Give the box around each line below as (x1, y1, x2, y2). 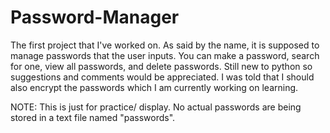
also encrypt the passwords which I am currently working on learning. (10, 81, 299, 93)
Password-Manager (10, 6, 180, 29)
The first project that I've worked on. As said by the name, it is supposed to (10, 39, 320, 51)
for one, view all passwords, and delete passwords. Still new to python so (10, 60, 313, 72)
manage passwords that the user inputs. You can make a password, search (10, 49, 320, 61)
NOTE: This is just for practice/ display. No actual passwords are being (10, 101, 302, 113)
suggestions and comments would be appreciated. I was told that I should (10, 71, 315, 83)
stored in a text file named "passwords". (10, 111, 176, 123)
